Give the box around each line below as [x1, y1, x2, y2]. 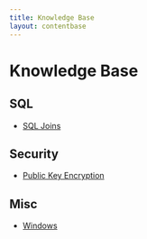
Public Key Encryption [22, 170, 106, 181]
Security [9, 146, 59, 161]
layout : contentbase [9, 22, 87, 31]
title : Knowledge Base [9, 13, 95, 23]
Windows [22, 220, 58, 231]
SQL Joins [22, 120, 61, 131]
